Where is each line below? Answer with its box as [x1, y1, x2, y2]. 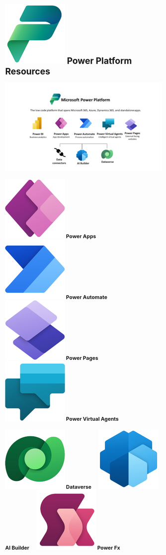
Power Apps [66, 233, 96, 240]
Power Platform [67, 55, 132, 67]
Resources [5, 66, 51, 77]
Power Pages [66, 355, 98, 362]
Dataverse [66, 483, 92, 490]
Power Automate [66, 294, 108, 301]
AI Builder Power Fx [5, 545, 120, 552]
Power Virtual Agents [66, 415, 119, 422]
